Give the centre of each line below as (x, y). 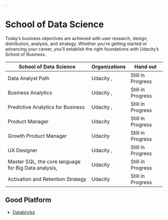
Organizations (109, 67)
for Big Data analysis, (32, 168)
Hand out (145, 67)
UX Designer (22, 150)
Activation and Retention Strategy (47, 179)
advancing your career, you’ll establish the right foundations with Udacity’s (82, 49)
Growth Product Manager (37, 136)
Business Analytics (30, 93)
